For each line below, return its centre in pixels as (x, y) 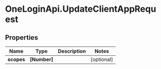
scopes (16, 59)
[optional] (102, 59)
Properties (22, 37)
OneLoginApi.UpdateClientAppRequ (80, 9)
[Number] (41, 59)
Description (72, 51)
